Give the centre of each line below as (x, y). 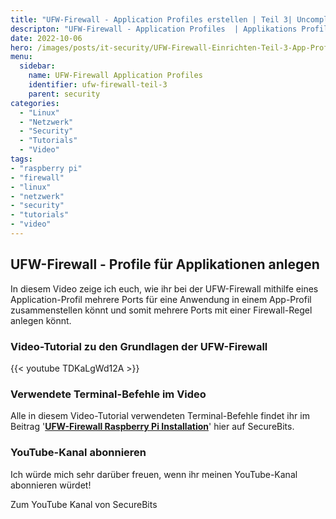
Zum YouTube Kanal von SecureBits (84, 504)
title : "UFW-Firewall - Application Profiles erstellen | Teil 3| (151, 19)
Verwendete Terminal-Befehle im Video (108, 394)
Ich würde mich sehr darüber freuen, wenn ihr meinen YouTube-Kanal (154, 474)
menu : (21, 57)
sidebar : (37, 66)
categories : (35, 103)
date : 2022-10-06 (46, 38)
